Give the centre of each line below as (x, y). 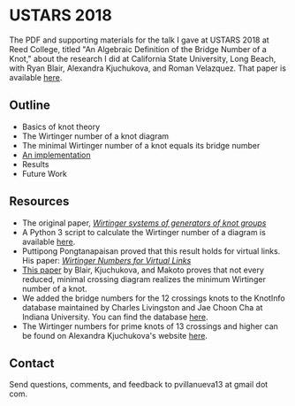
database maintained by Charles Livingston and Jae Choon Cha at (142, 307)
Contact (32, 363)
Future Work (45, 173)
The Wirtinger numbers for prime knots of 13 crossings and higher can (150, 326)
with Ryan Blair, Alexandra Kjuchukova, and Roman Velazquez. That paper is (148, 68)
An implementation (56, 155)
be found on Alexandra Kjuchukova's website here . (114, 335)
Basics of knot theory (61, 126)
